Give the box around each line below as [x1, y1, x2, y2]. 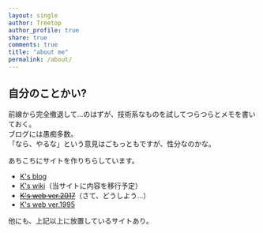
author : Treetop [8, 19, 62, 27]
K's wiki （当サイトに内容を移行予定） [19, 181, 142, 190]
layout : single [8, 11, 58, 20]
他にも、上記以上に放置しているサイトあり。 [8, 216, 153, 225]
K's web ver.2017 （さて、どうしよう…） [19, 190, 151, 200]
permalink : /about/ [8, 56, 73, 64]
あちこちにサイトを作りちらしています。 [8, 156, 140, 165]
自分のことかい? [8, 87, 87, 100]
